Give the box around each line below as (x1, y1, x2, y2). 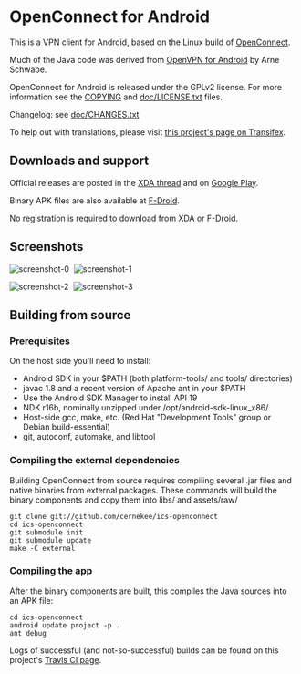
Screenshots (9, 239, 84, 254)
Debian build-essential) (22, 421, 111, 432)
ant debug (9, 628, 47, 638)
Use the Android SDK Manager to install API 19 (22, 392, 198, 403)
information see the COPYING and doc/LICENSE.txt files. (9, 91, 223, 102)
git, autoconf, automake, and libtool (22, 431, 156, 442)
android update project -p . (9, 620, 120, 630)
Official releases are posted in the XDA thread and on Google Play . (9, 177, 259, 188)
